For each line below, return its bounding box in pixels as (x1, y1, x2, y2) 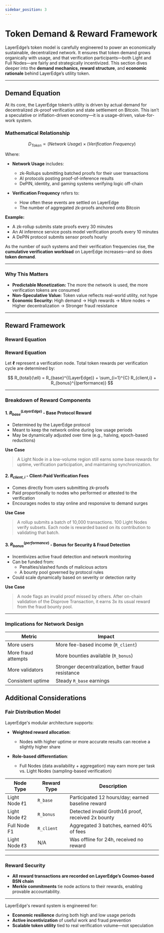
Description (99, 783, 127, 789)
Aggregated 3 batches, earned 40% (69, 822, 153, 828)
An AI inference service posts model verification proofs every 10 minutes (12, 229, 159, 235)
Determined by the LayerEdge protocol (12, 422, 90, 427)
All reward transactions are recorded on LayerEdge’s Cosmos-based (12, 873, 154, 879)
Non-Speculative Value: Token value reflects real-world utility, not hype (12, 292, 158, 298)
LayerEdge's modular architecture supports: (5, 720, 94, 725)
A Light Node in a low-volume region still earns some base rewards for (17, 456, 159, 462)
